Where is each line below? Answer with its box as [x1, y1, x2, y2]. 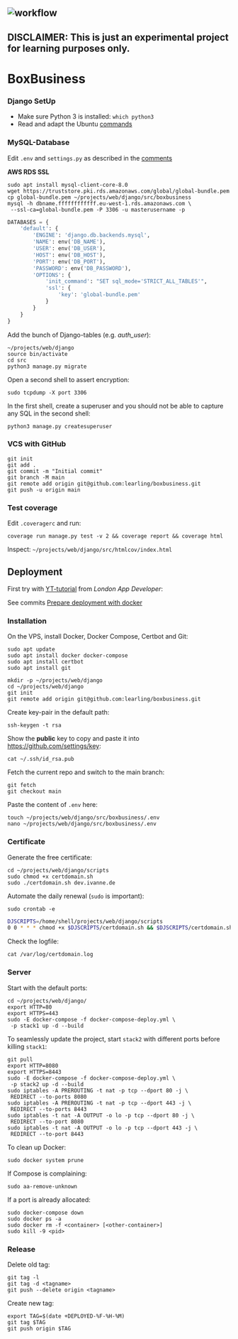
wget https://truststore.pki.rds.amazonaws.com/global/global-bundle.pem [7, 188, 230, 195]
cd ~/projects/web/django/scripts [7, 867, 110, 874]
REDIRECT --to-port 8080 [10, 1118, 84, 1125]
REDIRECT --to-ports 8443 [10, 1105, 87, 1112]
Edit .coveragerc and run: [7, 519, 81, 528]
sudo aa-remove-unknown [7, 1183, 78, 1190]
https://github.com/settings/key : [7, 742, 101, 750]
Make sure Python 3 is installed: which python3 [17, 112, 154, 121]
